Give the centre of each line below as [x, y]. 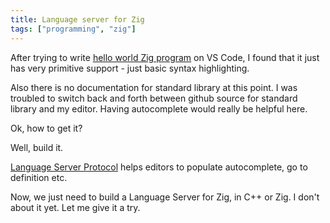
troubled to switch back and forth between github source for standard [154, 98]
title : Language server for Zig [77, 19]
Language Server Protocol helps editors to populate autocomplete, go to [159, 167]
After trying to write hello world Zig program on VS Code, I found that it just [165, 57]
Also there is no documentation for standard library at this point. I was [154, 87]
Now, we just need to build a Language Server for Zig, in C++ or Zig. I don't [165, 197]
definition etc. [39, 177]
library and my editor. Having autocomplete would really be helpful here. [159, 108]
